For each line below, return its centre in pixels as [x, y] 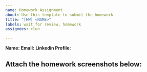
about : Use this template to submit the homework [59, 15]
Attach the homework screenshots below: [74, 64]
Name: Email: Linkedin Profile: [38, 48]
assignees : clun [23, 29]
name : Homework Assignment [34, 10]
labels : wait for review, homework [43, 24]
